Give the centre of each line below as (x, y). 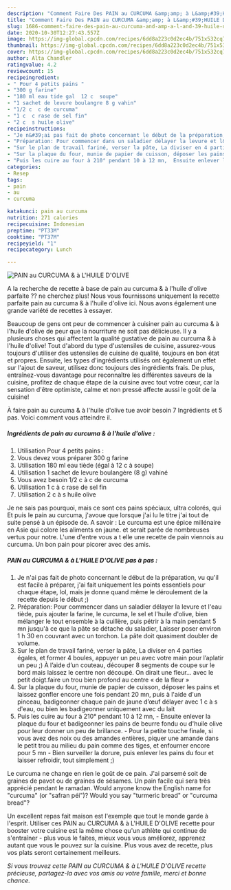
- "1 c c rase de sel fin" (47, 116)
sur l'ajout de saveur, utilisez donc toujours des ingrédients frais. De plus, (111, 368)
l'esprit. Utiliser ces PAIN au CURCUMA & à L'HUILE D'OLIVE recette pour (111, 823)
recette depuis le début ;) (53, 600)
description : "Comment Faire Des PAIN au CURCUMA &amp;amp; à (98, 13)
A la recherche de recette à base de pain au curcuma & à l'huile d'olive (107, 289)
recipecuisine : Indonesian (46, 224)
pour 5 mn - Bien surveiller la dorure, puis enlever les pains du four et (115, 753)
